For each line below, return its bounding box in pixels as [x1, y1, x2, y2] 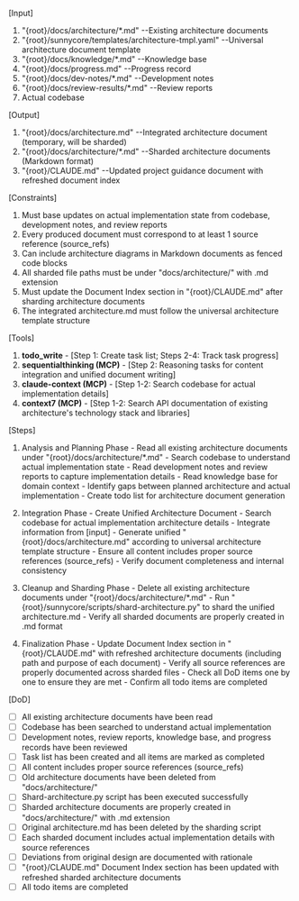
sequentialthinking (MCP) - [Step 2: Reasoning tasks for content [21, 359, 264, 370]
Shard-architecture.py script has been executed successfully [21, 792, 249, 803]
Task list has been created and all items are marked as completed [21, 751, 265, 762]
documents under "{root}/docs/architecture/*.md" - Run [21, 592, 230, 603]
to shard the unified [202, 602, 276, 612]
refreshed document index [21, 175, 121, 186]
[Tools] [8, 332, 35, 343]
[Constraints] [8, 193, 58, 203]
